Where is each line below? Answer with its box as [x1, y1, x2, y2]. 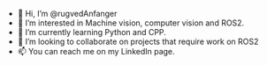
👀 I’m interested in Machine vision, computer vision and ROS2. [17, 18, 245, 28]
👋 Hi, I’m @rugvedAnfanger [17, 9, 118, 18]
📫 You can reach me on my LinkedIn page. [17, 47, 175, 56]
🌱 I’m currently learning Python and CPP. [17, 27, 166, 37]
